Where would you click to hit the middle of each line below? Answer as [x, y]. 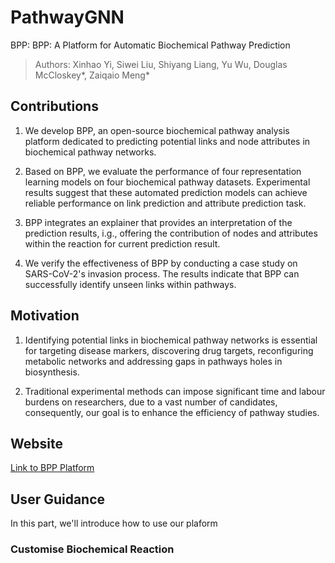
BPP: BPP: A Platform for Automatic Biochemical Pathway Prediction [150, 45]
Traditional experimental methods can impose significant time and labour [175, 391]
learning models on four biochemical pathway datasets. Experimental [167, 182]
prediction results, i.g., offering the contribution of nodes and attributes [171, 233]
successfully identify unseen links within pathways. [130, 284]
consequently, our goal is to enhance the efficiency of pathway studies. [172, 412]
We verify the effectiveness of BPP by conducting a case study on [161, 263]
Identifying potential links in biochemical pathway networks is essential [171, 340]
